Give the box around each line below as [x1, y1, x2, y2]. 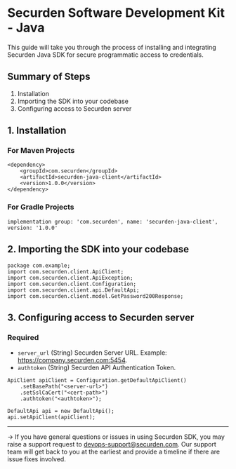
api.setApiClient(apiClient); [7, 414, 96, 421]
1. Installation [7, 125, 67, 137]
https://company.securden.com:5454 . [17, 356, 128, 365]
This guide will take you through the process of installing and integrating [7, 43, 216, 51]
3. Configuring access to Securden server [7, 311, 195, 323]
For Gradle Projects [7, 202, 75, 212]
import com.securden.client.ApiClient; [7, 268, 124, 275]
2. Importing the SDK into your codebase [7, 243, 190, 255]
